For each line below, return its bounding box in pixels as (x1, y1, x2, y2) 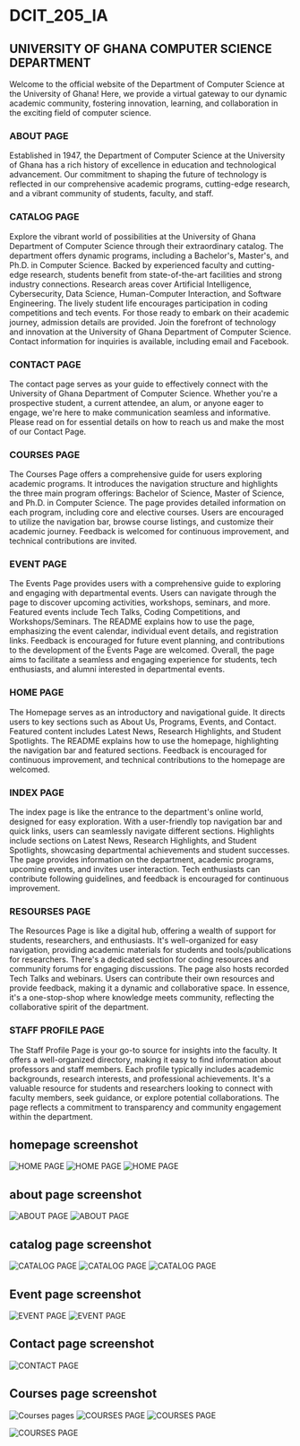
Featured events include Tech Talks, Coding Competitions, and (9, 607, 241, 618)
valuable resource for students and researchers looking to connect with (9, 1082, 273, 1094)
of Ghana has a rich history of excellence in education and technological (9, 160, 277, 170)
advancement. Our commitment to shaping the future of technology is (9, 169, 267, 180)
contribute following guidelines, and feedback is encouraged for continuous (9, 873, 289, 884)
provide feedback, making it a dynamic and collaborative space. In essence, (9, 983, 290, 993)
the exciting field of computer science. (9, 108, 152, 117)
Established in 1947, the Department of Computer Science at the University (9, 150, 286, 161)
